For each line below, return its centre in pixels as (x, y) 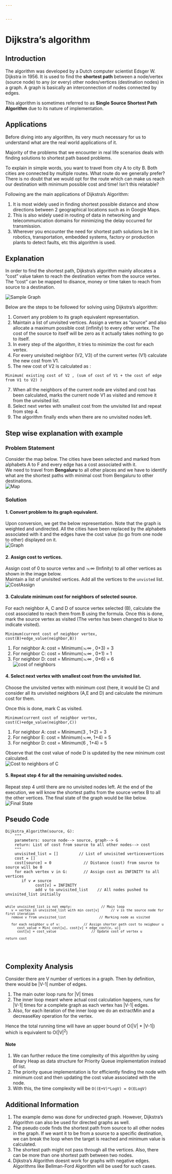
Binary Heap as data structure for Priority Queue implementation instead (89, 1061)
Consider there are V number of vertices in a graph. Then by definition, (80, 979)
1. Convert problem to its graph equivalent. (52, 512)
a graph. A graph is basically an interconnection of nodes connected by (81, 87)
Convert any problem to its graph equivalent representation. (76, 317)
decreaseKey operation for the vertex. (53, 1016)
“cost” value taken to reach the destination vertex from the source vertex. (83, 276)
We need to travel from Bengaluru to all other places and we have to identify (86, 470)
